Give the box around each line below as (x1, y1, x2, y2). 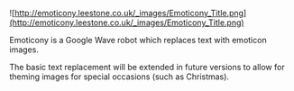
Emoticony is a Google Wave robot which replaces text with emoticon (9, 35, 268, 45)
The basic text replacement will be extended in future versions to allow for (9, 62, 286, 72)
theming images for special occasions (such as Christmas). (9, 71, 230, 82)
